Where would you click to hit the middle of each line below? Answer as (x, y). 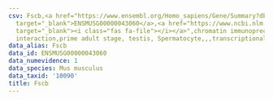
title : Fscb (28, 83)
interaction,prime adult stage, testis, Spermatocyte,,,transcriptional (141, 38)
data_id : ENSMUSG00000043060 (58, 53)
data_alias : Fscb (38, 46)
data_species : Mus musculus (56, 69)
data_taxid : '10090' (43, 76)
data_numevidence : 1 (43, 61)
